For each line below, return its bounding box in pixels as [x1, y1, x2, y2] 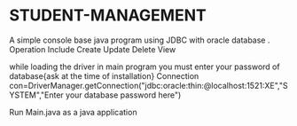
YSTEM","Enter [9, 90, 64, 100]
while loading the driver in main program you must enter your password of [9, 61, 281, 72]
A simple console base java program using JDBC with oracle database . [9, 35, 270, 45]
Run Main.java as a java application [9, 106, 137, 117]
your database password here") [65, 90, 182, 100]
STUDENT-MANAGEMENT [9, 5, 207, 26]
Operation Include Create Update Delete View [9, 43, 176, 54]
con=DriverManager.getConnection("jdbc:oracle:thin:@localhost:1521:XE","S [9, 80, 288, 91]
